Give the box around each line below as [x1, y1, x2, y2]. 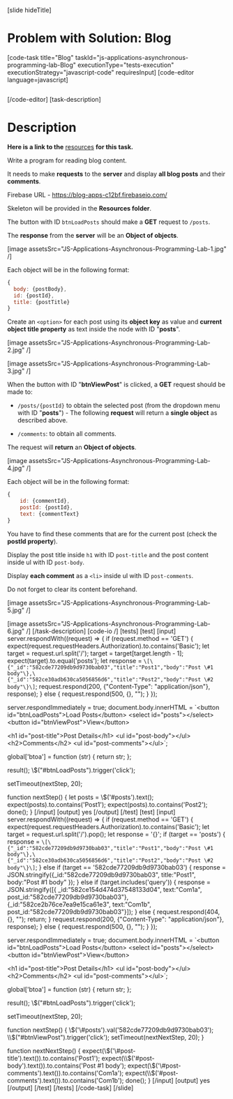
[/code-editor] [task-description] [7, 95, 101, 103]
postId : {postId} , [20, 504, 73, 511]
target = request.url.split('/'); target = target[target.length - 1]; [7, 649, 184, 658]
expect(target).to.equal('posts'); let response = [7, 656, 142, 665]
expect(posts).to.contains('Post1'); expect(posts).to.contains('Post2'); [7, 800, 208, 808]
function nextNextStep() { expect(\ [7, 1046, 107, 1055]
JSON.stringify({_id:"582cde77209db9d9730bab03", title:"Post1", [7, 870, 197, 879]
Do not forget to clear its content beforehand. [7, 585, 137, 593]
